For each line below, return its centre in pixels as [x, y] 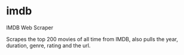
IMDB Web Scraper [30, 27]
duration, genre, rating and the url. [48, 45]
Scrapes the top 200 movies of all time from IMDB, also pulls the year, [92, 39]
